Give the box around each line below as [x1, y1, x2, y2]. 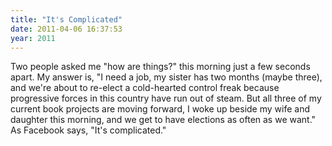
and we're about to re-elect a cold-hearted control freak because [10, 82, 280, 94]
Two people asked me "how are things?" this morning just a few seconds [10, 61, 311, 73]
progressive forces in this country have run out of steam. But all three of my [10, 92, 322, 105]
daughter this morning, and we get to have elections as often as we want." [10, 114, 317, 126]
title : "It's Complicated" [10, 14, 123, 25]
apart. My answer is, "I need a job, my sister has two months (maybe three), [10, 71, 323, 83]
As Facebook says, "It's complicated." [10, 124, 167, 136]
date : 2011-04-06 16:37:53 [10, 24, 123, 34]
